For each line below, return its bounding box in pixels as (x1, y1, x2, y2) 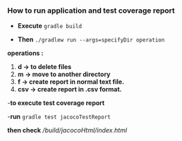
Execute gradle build (17, 22, 83, 30)
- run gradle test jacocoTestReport (7, 112, 111, 121)
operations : (7, 49, 44, 58)
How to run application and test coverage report (7, 6, 175, 16)
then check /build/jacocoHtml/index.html (7, 126, 128, 135)
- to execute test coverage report (7, 99, 105, 107)
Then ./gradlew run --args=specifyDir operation (17, 35, 165, 44)
